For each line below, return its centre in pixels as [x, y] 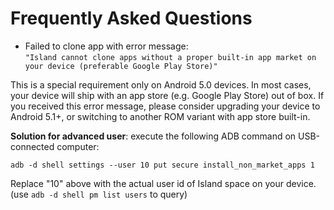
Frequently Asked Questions [131, 18]
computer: [78, 146]
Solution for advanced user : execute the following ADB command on [153, 136]
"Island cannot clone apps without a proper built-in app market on [170, 57]
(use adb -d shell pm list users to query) [99, 194]
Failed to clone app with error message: [106, 46]
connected [32, 146]
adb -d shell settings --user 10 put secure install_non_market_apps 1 [162, 165]
